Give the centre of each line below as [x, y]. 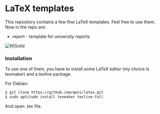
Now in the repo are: [26, 27]
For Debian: [17, 83]
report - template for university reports [51, 36]
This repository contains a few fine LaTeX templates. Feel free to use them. [80, 22]
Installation [19, 58]
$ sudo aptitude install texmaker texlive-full [54, 97]
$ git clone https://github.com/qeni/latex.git [54, 93]
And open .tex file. [23, 106]
